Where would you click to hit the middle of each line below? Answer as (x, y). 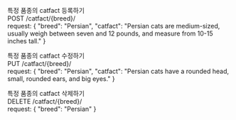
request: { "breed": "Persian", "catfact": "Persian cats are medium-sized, (114, 26)
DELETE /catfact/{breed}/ (45, 101)
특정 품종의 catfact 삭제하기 (46, 93)
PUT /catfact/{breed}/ (39, 64)
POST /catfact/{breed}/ (42, 18)
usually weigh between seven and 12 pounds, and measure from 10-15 (110, 33)
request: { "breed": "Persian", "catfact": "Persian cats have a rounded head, (118, 71)
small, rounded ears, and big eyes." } (61, 79)
